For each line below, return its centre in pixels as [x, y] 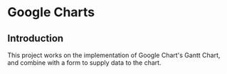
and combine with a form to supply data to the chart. [84, 63]
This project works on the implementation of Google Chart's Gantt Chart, [114, 55]
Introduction [36, 38]
